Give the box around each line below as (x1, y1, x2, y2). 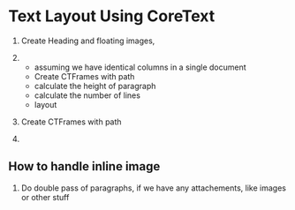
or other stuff (20, 191, 70, 202)
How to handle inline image (8, 159, 161, 174)
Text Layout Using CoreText (8, 6, 216, 26)
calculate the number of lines (34, 90, 140, 101)
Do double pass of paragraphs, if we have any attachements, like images (20, 183, 286, 193)
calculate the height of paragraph (34, 80, 156, 91)
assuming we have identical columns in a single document (34, 62, 246, 72)
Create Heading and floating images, (20, 35, 155, 46)
